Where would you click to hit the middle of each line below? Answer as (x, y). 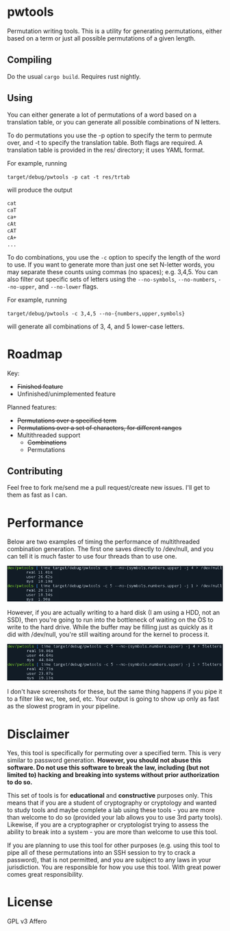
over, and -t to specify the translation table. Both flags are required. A (105, 142)
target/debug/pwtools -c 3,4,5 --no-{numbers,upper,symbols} (96, 313)
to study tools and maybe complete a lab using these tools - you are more (111, 810)
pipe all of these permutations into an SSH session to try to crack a (101, 853)
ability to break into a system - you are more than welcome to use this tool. (112, 832)
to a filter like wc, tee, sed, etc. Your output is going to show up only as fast (113, 699)
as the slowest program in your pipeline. (64, 706)
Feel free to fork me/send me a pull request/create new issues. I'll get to (108, 488)
